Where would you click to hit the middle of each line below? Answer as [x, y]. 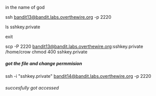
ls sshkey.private [23, 27]
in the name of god [25, 7]
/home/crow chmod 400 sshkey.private [46, 52]
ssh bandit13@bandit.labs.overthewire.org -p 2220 [58, 17]
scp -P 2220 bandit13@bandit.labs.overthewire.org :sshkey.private [74, 46]
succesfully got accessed [32, 87]
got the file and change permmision [44, 63]
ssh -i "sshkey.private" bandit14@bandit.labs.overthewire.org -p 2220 [78, 76]
